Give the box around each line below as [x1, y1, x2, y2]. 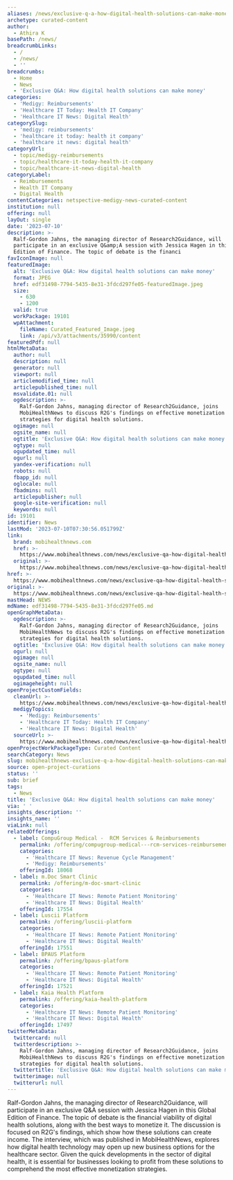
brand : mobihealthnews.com [13, 538, 92, 545]
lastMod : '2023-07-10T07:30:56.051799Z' [7, 525, 126, 532]
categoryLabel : [7, 171, 51, 178]
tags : [7, 783, 23, 790]
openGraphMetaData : [7, 609, 64, 617]
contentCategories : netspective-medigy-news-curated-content [7, 197, 188, 204]
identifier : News [7, 519, 58, 526]
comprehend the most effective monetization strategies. [7, 1165, 168, 1173]
